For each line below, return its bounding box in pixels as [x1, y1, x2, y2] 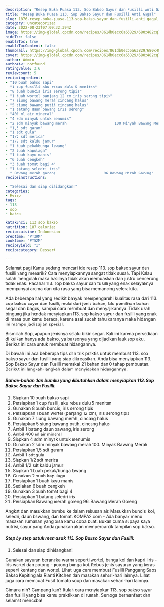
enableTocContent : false [5, 43, 56, 48]
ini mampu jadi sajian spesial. [5, 321, 64, 327]
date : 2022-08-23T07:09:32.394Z [5, 25, 71, 30]
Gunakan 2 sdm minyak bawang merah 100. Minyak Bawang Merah [12, 442, 148, 448]
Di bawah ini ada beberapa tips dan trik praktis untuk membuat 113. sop [5, 350, 149, 357]
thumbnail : [5, 48, 28, 53]
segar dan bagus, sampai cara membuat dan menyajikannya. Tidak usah [5, 306, 151, 312]
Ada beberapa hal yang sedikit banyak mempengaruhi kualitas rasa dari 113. [5, 295, 158, 301]
